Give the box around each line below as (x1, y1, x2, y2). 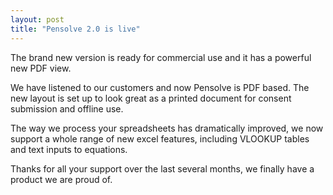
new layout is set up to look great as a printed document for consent (10, 92, 292, 104)
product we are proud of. (10, 173, 113, 185)
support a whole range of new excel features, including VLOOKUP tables (10, 132, 310, 145)
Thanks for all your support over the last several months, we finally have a (10, 162, 315, 175)
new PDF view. (10, 62, 72, 74)
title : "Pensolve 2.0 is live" (10, 24, 141, 34)
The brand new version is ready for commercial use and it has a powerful (10, 51, 312, 63)
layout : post (10, 14, 65, 25)
